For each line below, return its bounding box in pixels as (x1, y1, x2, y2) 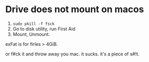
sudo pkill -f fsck (12, 21, 55, 26)
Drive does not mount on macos (5, 4, 144, 15)
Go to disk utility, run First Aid (12, 25, 76, 32)
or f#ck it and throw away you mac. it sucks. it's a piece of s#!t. (5, 51, 140, 57)
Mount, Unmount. (12, 31, 50, 37)
